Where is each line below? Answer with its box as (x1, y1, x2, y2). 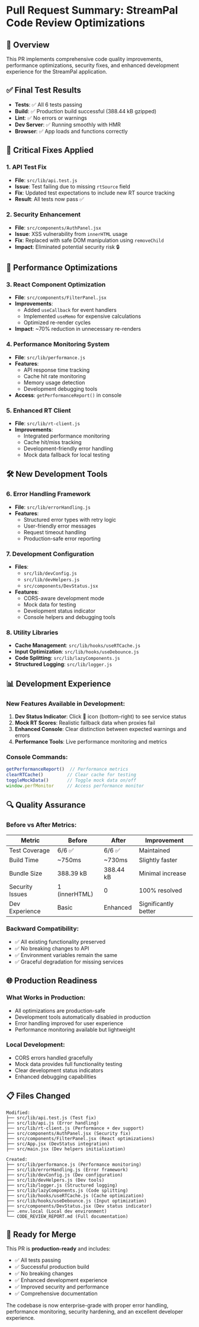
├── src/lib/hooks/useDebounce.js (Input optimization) (6, 1198, 147, 1204)
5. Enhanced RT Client (6, 406, 71, 414)
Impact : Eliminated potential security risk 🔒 (14, 243, 120, 250)
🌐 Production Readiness (6, 976, 98, 986)
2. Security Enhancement (6, 210, 81, 219)
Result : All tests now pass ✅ (14, 195, 84, 202)
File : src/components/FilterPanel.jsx (14, 294, 107, 301)
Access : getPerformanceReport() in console (14, 391, 122, 398)
